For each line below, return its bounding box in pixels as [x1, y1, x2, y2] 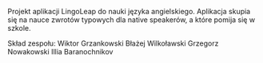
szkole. [7, 24, 31, 32]
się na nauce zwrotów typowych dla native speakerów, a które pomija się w [7, 15, 256, 24]
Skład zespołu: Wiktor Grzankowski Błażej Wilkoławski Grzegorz [7, 39, 219, 48]
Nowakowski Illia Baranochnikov [7, 47, 114, 56]
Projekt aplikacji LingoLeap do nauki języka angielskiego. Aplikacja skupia [7, 7, 251, 16]
